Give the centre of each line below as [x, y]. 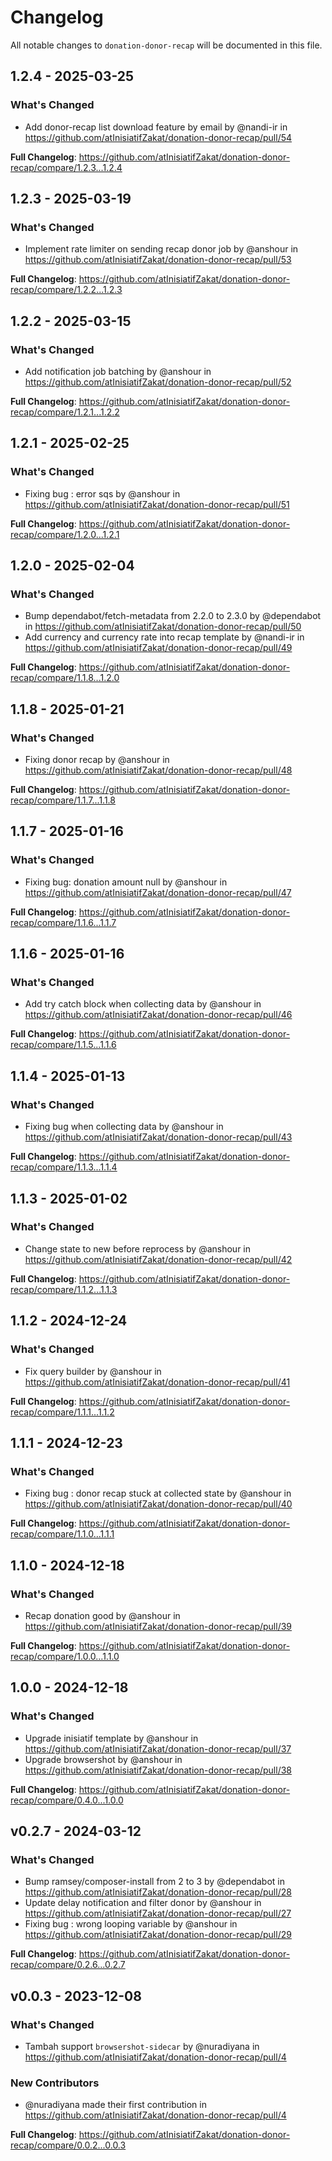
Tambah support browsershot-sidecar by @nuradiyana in [142, 2046]
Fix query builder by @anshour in [93, 1371]
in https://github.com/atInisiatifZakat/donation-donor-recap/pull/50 [163, 627]
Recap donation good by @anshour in [102, 1615]
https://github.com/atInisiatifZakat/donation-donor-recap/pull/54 [158, 137]
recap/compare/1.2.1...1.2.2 [65, 412]
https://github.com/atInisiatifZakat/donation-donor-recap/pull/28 [158, 1892]
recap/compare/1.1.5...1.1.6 [63, 1045]
